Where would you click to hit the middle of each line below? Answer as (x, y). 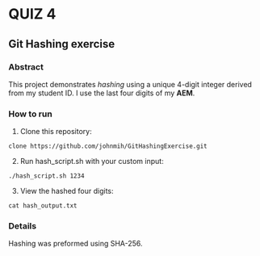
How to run (30, 114)
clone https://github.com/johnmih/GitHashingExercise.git (108, 146)
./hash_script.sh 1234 (46, 176)
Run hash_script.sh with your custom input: (92, 162)
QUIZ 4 (32, 14)
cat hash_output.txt (43, 206)
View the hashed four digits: (67, 191)
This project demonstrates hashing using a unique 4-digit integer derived (130, 84)
